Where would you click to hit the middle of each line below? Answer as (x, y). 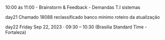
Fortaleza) (16, 32)
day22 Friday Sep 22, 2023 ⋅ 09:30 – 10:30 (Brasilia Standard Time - (76, 27)
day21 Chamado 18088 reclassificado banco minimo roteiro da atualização (82, 17)
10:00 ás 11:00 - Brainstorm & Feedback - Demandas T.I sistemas (73, 7)
